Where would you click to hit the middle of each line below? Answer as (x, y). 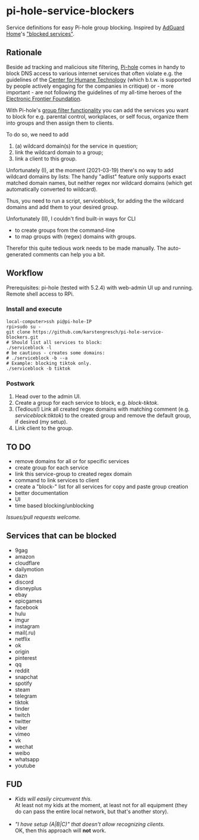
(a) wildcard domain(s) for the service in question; (76, 146)
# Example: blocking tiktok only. (49, 363)
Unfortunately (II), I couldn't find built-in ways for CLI (71, 218)
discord (24, 582)
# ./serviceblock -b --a (37, 358)
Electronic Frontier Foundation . (44, 98)
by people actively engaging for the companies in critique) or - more (90, 86)
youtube (25, 765)
